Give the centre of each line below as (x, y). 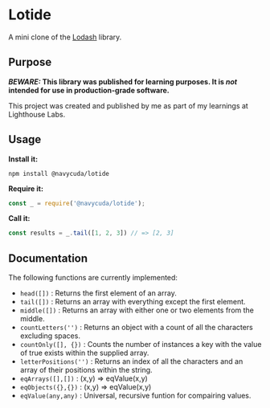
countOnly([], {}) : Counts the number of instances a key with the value (141, 345)
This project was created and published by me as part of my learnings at (129, 105)
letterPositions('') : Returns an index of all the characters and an (131, 361)
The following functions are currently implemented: (93, 278)
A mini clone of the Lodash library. (65, 37)
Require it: (26, 188)
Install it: (23, 159)
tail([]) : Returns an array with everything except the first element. (133, 302)
